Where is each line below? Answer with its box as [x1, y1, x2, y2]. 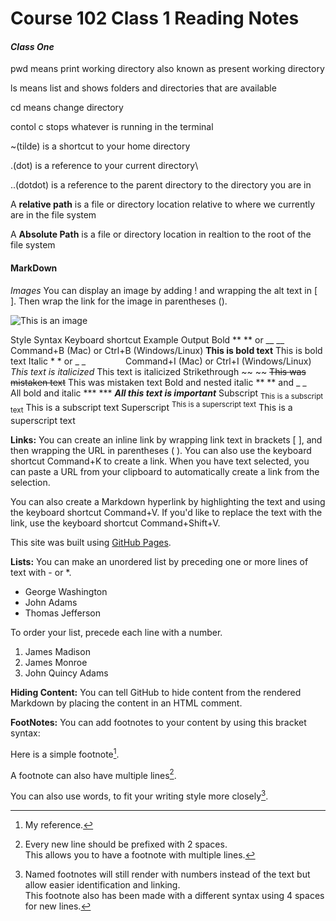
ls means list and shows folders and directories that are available [10, 82, 277, 94]
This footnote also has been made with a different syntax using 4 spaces [24, 889, 325, 901]
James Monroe [24, 656, 88, 668]
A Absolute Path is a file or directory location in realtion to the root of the [10, 228, 312, 241]
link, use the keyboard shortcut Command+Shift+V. [10, 517, 221, 529]
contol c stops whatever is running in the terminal [10, 121, 214, 133]
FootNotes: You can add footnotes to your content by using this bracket [10, 716, 307, 728]
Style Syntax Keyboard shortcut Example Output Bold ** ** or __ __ [10, 333, 285, 346]
